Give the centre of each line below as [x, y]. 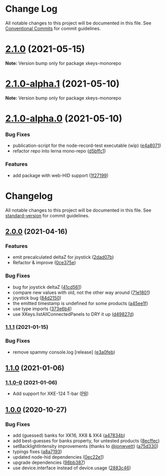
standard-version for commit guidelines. [47, 215]
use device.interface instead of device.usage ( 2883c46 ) [72, 468]
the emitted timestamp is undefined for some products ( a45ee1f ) [80, 303]
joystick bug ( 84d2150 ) [37, 298]
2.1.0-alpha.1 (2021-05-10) [62, 84]
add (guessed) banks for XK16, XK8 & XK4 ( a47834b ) [69, 435]
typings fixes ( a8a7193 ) [37, 452]
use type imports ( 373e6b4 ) [42, 309]
